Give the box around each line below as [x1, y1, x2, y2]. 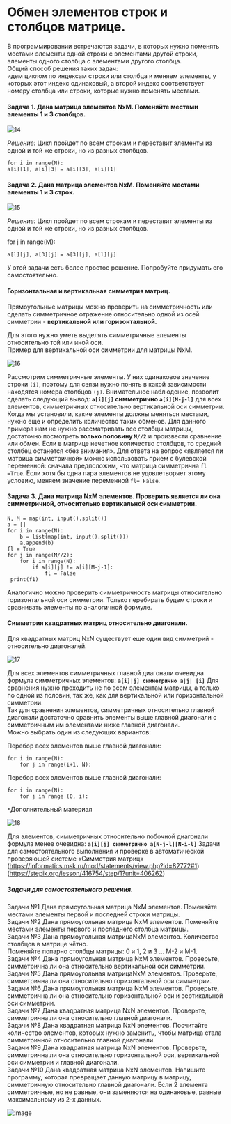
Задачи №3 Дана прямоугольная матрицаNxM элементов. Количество [7, 932, 219, 941]
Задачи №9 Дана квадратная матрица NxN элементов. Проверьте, [7, 1043, 207, 1052]
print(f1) [10, 576, 39, 583]
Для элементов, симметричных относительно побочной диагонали [7, 832, 209, 840]
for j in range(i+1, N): [19, 761, 92, 768]
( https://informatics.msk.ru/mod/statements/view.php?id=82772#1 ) [7, 861, 200, 870]
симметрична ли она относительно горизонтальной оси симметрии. [7, 976, 212, 985]
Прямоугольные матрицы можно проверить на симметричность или [7, 302, 213, 311]
